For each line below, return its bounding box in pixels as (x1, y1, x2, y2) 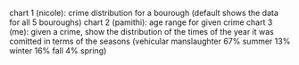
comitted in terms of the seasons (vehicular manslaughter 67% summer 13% (9, 36, 291, 46)
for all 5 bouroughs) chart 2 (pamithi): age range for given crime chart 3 (9, 17, 273, 28)
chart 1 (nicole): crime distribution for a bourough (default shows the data (9, 8, 279, 18)
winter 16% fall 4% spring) (9, 45, 107, 56)
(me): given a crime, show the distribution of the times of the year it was (9, 27, 274, 37)
